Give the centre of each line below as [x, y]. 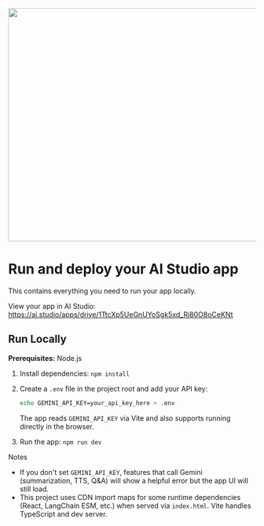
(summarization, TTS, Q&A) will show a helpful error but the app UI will [134, 480]
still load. [34, 489]
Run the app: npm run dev [60, 441]
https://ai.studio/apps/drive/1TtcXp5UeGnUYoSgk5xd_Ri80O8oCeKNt [121, 314]
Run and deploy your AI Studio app [123, 269]
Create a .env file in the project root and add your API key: [114, 388]
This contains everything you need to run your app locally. [102, 291]
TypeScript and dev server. [63, 513]
